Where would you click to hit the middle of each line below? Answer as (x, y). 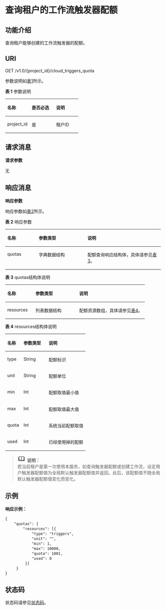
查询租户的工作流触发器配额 (62, 10)
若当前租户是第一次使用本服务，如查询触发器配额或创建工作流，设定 (86, 466)
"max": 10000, (46, 549)
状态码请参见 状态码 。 (27, 603)
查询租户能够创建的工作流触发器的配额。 (46, 43)
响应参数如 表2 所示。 (26, 211)
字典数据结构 (52, 255)
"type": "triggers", (53, 534)
